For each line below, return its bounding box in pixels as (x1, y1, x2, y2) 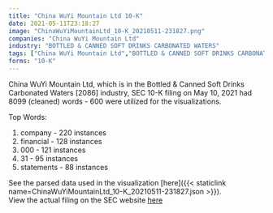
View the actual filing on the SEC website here (8, 195, 163, 205)
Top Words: (8, 112, 47, 121)
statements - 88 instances (19, 162, 108, 172)
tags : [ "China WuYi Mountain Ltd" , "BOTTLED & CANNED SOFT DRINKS (8, 49, 234, 58)
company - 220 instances (19, 127, 107, 138)
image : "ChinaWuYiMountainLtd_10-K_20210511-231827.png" (8, 27, 206, 35)
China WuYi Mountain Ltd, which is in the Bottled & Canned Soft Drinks (8, 79, 245, 89)
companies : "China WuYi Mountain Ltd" (8, 34, 140, 43)
